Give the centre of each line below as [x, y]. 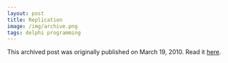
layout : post [26, 13]
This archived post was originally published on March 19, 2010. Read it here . [114, 52]
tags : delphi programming [44, 33]
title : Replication [35, 20]
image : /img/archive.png [42, 26]
